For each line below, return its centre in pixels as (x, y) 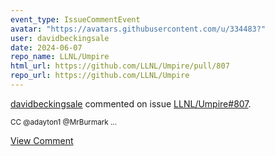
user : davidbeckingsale (60, 38)
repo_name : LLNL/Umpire (60, 57)
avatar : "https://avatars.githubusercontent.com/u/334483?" (138, 29)
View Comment (42, 140)
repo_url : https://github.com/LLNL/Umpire (100, 76)
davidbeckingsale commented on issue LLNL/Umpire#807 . (131, 103)
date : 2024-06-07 (46, 47)
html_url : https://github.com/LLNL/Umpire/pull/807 (120, 66)
